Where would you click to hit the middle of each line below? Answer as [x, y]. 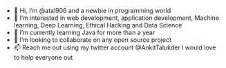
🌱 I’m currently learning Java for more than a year [84, 32]
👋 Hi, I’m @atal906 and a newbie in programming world [92, 11]
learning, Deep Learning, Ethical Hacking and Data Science [98, 25]
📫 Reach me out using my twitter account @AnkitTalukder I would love [115, 47]
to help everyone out [43, 57]
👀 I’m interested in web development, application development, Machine [116, 18]
